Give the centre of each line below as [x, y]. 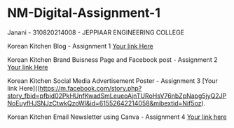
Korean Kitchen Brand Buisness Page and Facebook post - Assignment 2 [112, 59]
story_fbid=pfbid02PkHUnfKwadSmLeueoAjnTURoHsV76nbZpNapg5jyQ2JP [117, 96]
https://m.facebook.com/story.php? [91, 88]
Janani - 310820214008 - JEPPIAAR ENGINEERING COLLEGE [96, 32]
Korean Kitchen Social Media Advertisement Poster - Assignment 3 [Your [113, 81]
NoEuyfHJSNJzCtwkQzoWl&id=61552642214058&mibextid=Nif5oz [104, 103]
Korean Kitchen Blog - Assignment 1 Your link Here [80, 46]
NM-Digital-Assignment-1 [84, 13]
